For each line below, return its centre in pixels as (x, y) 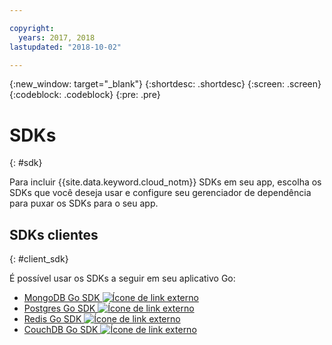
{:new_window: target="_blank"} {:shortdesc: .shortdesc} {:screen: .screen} (165, 84)
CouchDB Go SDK (61, 330)
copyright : (32, 28)
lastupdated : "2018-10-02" (65, 47)
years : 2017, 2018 (57, 37)
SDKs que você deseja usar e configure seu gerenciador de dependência (160, 193)
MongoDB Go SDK (62, 298)
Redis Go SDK (52, 319)
